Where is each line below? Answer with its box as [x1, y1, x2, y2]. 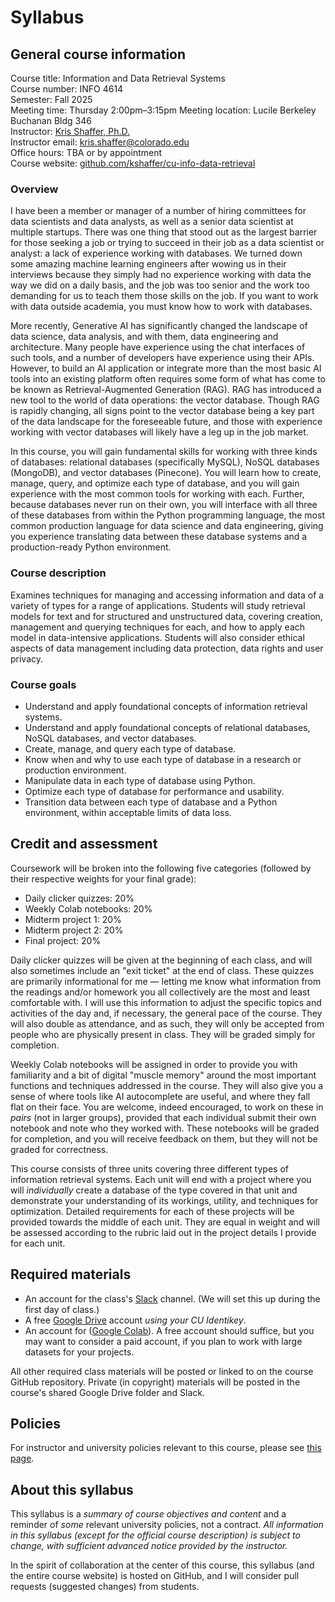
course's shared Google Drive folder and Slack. [10, 1386, 206, 1398]
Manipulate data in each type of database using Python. [24, 774, 256, 786]
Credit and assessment [10, 836, 158, 853]
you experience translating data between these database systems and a [10, 531, 308, 543]
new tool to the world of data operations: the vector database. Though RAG [10, 394, 320, 406]
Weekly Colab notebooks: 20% [24, 902, 153, 915]
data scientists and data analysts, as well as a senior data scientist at [10, 216, 294, 228]
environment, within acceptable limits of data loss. [24, 806, 232, 818]
